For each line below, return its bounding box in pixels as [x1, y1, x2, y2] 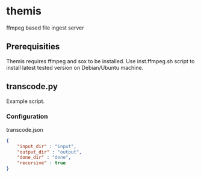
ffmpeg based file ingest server [6, 24, 84, 31]
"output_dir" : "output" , [17, 149, 82, 155]
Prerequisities [6, 42, 60, 52]
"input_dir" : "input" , [17, 143, 77, 149]
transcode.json [6, 126, 43, 133]
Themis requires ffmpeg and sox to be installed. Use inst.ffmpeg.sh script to [6, 57, 195, 64]
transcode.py [6, 81, 58, 92]
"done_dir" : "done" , [17, 155, 71, 161]
